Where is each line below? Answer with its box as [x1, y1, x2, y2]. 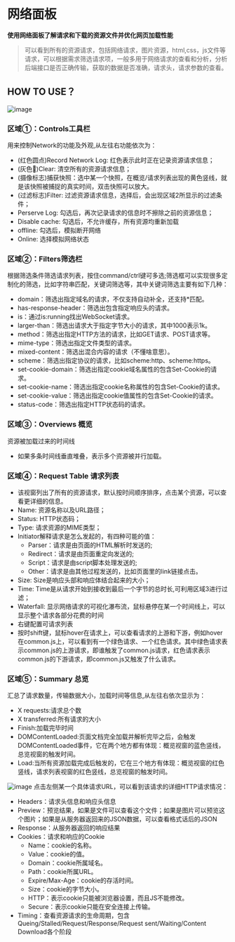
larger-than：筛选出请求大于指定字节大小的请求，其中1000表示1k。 [17, 321, 212, 330]
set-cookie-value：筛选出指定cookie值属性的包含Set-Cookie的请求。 [17, 391, 217, 400]
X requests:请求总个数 [17, 706, 82, 715]
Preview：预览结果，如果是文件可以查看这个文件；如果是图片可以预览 [17, 806, 220, 814]
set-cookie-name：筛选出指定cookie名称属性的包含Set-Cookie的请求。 [17, 383, 224, 391]
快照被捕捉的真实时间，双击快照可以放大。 [29, 182, 153, 191]
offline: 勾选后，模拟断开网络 [17, 226, 102, 235]
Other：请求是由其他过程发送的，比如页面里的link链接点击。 [27, 567, 202, 575]
